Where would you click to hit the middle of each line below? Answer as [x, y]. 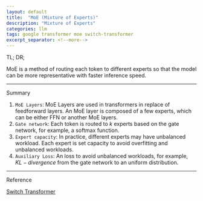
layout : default [27, 12]
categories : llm [27, 29]
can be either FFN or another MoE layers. [66, 117]
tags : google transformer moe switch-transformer [70, 35]
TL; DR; [16, 57]
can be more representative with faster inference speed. [76, 75]
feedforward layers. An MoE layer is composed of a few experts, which [103, 111]
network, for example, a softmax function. [67, 130]
